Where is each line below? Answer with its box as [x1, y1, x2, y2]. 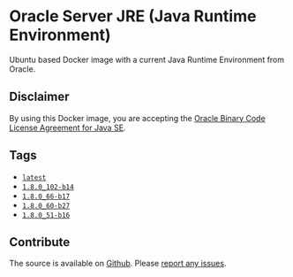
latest [21, 173, 47, 182]
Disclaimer [9, 89, 70, 104]
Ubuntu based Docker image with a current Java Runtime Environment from [9, 54, 285, 65]
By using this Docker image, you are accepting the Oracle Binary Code [9, 112, 267, 123]
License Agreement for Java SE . [9, 122, 126, 133]
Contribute [9, 235, 71, 250]
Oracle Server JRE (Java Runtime [9, 6, 257, 27]
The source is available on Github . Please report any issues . [9, 258, 227, 269]
